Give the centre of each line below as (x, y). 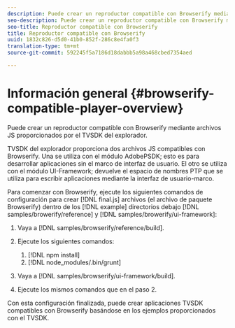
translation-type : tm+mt (43, 46)
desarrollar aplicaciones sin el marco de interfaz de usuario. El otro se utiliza (117, 163)
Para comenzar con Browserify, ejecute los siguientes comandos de (105, 192)
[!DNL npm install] (54, 255)
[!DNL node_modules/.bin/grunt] (74, 262)
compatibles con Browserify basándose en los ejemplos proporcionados (112, 310)
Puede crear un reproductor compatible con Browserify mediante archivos (114, 127)
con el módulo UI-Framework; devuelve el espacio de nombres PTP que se (115, 171)
